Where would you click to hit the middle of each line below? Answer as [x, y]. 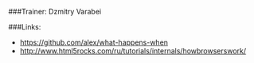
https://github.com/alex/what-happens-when [94, 42]
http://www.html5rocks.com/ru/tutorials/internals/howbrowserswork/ [133, 51]
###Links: [25, 27]
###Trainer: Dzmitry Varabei [55, 12]
